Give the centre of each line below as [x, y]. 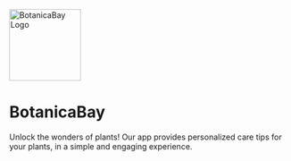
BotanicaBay [57, 112]
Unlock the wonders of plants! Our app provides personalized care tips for [146, 137]
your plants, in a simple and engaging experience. [101, 146]
